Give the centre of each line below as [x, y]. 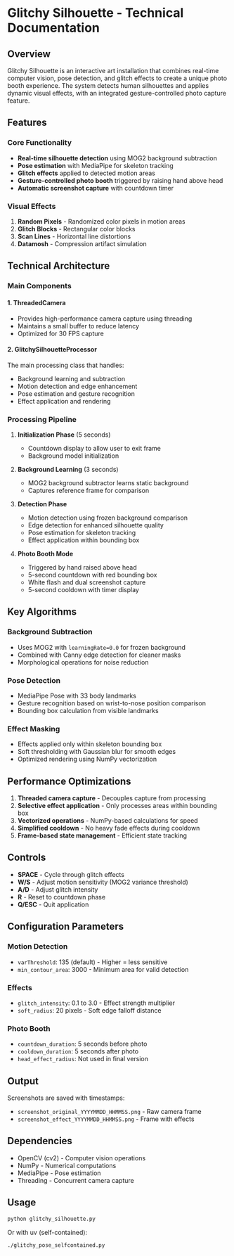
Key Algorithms [42, 612]
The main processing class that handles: [66, 365]
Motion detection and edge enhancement [77, 386]
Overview [29, 54]
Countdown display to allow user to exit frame [95, 448]
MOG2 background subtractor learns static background [108, 483]
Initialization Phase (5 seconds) [64, 435]
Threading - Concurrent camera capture [76, 1180]
